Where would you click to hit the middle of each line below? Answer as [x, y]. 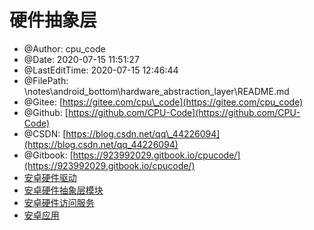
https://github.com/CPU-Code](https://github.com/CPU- [184, 112]
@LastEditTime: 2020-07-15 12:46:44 [101, 70]
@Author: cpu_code [64, 48]
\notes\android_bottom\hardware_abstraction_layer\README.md [156, 91]
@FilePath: [46, 80]
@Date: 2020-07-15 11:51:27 [81, 59]
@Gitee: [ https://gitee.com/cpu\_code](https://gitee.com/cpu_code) [163, 102]
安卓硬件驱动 [50, 177]
